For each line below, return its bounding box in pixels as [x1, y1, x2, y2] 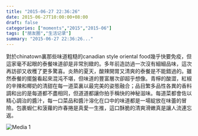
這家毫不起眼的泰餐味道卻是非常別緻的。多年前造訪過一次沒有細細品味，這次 [6, 60, 192, 67]
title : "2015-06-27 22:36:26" [6, 8, 81, 15]
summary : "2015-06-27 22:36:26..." [6, 36, 94, 42]
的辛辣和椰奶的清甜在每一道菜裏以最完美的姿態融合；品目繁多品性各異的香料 [6, 82, 192, 89]
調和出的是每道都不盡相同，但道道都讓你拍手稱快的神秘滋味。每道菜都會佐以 [6, 89, 192, 97]
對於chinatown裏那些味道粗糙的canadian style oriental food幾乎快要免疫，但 [6, 53, 192, 59]
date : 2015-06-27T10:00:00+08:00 [6, 14, 88, 20]
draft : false [6, 19, 38, 25]
